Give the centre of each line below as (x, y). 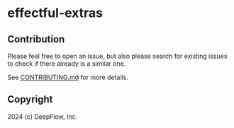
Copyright (30, 99)
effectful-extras (55, 13)
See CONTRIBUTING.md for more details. (68, 77)
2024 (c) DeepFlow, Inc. (43, 116)
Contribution (36, 39)
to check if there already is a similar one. (67, 64)
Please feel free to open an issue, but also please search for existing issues (117, 56)
